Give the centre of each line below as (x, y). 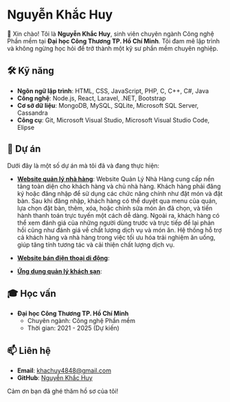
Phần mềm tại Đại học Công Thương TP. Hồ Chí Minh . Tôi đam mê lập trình (113, 41)
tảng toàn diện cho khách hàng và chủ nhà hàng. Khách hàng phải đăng (119, 186)
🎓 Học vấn (32, 293)
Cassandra (32, 113)
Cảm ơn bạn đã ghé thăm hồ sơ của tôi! (63, 391)
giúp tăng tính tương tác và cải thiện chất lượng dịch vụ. (96, 245)
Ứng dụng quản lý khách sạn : (59, 271)
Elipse (26, 127)
